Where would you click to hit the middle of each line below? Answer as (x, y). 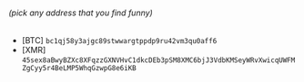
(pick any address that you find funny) (81, 13)
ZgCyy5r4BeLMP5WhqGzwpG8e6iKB (79, 68)
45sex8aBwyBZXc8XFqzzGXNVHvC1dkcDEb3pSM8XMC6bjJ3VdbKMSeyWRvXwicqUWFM (158, 60)
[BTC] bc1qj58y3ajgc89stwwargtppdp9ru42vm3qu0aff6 (119, 41)
